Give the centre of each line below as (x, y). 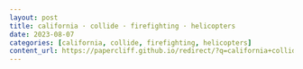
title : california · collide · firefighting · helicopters (123, 26)
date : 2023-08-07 (42, 34)
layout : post (34, 17)
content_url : (34, 51)
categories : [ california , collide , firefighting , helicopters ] (131, 43)
